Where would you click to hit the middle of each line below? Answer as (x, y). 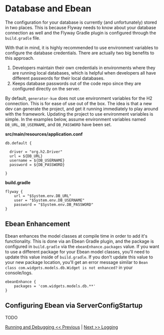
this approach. (20, 58)
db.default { (18, 143)
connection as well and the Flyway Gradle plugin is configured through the (81, 33)
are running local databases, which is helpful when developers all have (84, 73)
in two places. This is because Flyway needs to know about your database (81, 27)
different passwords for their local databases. (58, 78)
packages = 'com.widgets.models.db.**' (55, 286)
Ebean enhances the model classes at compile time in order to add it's (76, 236)
